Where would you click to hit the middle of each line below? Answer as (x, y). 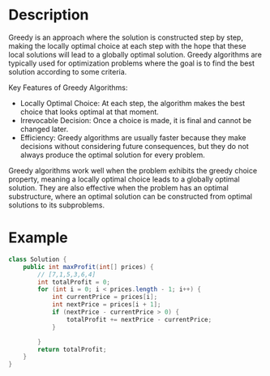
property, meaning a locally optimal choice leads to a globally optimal (124, 179)
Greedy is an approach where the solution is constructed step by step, (126, 37)
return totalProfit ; (72, 349)
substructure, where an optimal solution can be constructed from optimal (131, 196)
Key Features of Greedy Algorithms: (68, 88)
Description (49, 15)
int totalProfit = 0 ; (74, 282)
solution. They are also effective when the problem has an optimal (118, 187)
